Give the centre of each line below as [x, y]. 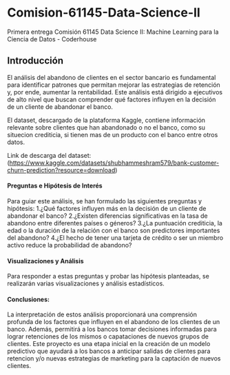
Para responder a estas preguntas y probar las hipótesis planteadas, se [108, 276]
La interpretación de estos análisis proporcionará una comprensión [102, 314]
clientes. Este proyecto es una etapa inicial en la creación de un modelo [109, 344]
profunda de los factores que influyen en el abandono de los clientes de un [114, 322]
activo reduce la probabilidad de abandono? [70, 245]
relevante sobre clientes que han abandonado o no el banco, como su [106, 127]
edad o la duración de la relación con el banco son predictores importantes [114, 230]
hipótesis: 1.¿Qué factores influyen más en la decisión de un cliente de [107, 208]
